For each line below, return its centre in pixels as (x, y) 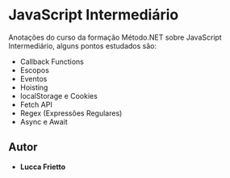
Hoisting (34, 87)
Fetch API (36, 104)
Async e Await (44, 121)
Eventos (33, 78)
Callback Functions (52, 61)
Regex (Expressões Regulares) (71, 113)
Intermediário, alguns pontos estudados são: (83, 45)
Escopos (35, 70)
